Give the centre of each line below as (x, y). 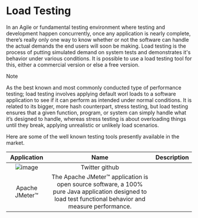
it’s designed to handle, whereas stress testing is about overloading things (96, 118)
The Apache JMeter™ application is (100, 177)
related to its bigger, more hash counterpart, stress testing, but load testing (97, 106)
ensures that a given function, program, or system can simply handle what (96, 113)
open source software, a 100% (100, 184)
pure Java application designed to (100, 191)
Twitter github (100, 167)
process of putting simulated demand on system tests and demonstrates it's (98, 52)
